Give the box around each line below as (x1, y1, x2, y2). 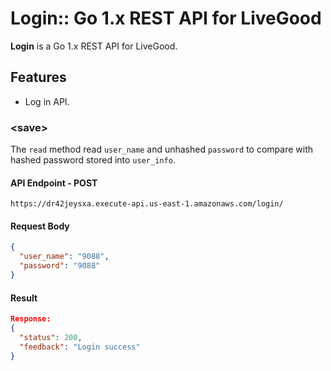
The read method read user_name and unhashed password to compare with (10, 143, 314, 156)
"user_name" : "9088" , (19, 252, 110, 262)
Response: (10, 314, 52, 324)
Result (10, 292, 38, 304)
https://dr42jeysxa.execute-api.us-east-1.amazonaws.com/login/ (10, 199, 284, 209)
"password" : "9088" (19, 261, 101, 271)
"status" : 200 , (19, 332, 83, 342)
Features (10, 69, 67, 86)
